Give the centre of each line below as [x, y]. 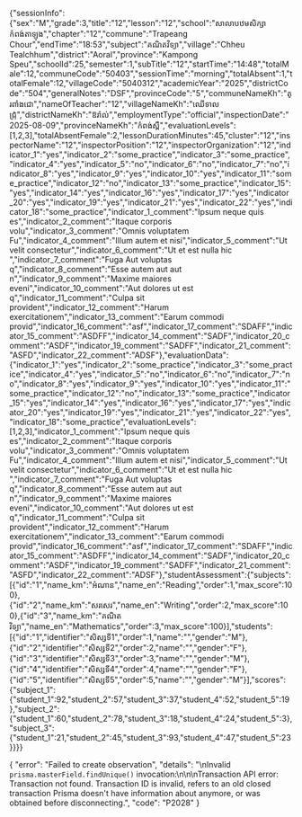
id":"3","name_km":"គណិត [74, 616]
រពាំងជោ [22, 104]
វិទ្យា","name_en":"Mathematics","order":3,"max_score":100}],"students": [141, 626]
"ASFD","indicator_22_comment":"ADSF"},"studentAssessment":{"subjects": [151, 575]
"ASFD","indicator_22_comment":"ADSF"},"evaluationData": [119, 355]
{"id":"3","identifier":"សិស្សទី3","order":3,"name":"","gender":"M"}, [129, 658]
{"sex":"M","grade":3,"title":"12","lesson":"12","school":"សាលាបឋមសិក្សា [138, 23]
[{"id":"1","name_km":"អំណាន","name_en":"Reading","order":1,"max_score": [147, 585]
